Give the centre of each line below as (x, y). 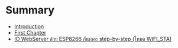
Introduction (29, 26)
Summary (30, 10)
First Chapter (30, 32)
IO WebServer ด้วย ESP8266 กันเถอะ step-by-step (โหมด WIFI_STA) (93, 39)
